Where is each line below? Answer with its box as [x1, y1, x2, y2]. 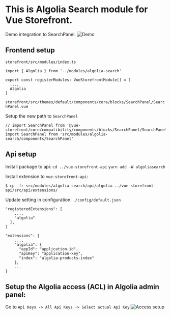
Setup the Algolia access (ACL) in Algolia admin [5, 282, 159, 291]
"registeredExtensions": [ [5, 206, 63, 212]
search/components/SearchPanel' [5, 136, 74, 141]
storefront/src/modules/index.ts [5, 60, 76, 65]
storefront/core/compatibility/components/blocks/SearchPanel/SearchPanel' [5, 127, 169, 132]
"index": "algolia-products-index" [18, 255, 95, 261]
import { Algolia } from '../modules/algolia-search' [5, 68, 122, 73]
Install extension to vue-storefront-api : [5, 173, 89, 179]
